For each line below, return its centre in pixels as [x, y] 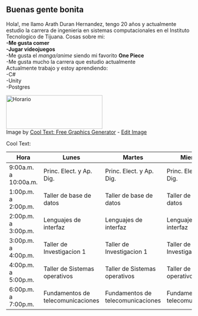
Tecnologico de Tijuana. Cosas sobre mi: [55, 36]
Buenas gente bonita [45, 10]
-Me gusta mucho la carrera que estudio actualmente [71, 62]
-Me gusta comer [28, 43]
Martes [133, 157]
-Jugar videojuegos [31, 49]
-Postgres [18, 87]
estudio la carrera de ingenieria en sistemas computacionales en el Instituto [98, 30]
